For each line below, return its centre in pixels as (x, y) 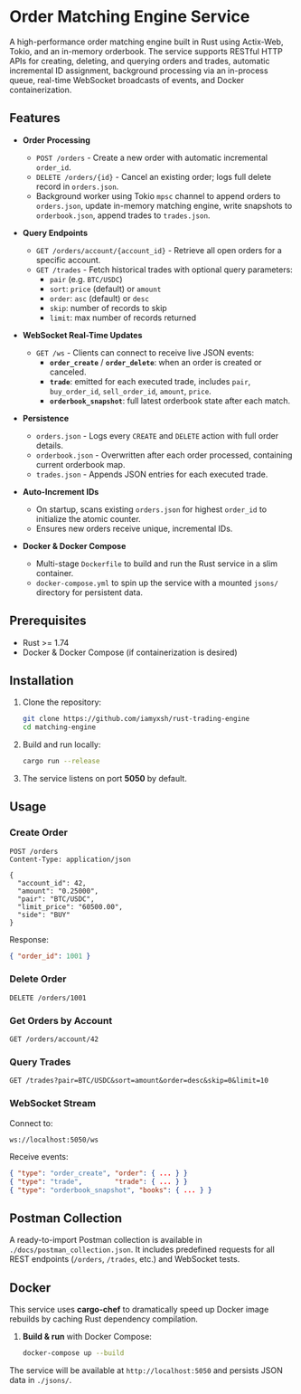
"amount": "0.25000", (58, 891)
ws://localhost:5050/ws (54, 1140)
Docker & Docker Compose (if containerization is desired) (130, 652)
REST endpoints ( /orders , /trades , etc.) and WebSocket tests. (125, 1259)
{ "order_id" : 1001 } (50, 956)
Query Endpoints (55, 232)
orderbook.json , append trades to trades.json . (123, 215)
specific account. (68, 260)
